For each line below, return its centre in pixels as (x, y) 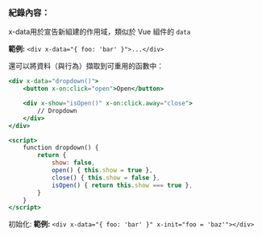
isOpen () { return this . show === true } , (122, 185)
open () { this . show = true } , (102, 171)
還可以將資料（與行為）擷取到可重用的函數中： (86, 66)
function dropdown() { (61, 148)
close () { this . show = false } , (106, 178)
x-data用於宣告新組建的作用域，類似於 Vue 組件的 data (100, 32)
